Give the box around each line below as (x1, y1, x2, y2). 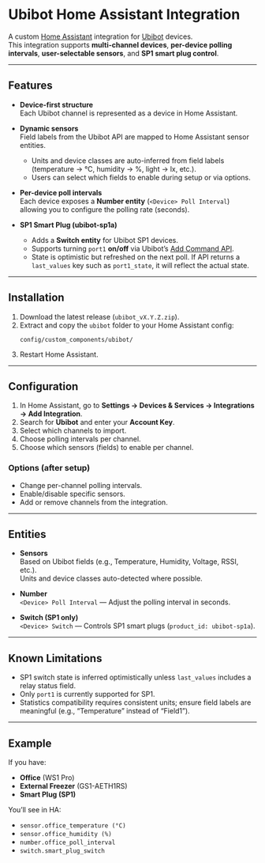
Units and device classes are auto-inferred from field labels (31, 156, 225, 165)
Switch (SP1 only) (19, 613, 79, 623)
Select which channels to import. (19, 426, 127, 436)
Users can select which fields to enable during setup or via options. (31, 172, 251, 182)
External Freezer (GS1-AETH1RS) (19, 782, 128, 791)
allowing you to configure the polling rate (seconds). (19, 204, 190, 214)
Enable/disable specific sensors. (19, 489, 126, 498)
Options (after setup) (8, 463, 91, 474)
